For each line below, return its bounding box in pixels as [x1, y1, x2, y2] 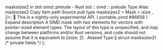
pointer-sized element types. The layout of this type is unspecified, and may [5, 25, 159, 30]
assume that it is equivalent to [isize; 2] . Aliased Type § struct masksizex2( [5, 35, 156, 40]
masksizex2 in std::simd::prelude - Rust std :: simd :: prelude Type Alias [5, 4, 149, 10]
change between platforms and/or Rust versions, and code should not [5, 30, 146, 35]
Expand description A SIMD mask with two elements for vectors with [5, 19, 143, 25]
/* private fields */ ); [5, 40, 45, 45]
